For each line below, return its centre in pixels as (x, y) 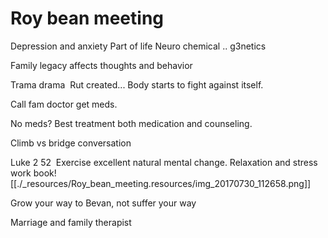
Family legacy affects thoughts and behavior (101, 65)
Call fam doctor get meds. (64, 104)
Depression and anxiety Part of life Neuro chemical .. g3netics (138, 46)
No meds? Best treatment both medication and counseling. (131, 123)
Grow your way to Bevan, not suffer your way (103, 203)
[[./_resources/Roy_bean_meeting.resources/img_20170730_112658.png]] (161, 183)
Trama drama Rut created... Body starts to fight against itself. (137, 84)
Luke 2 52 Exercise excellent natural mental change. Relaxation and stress (164, 162)
